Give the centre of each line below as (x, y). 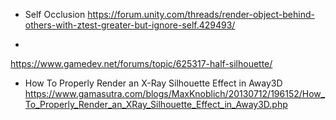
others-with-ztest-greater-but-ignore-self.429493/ (130, 25)
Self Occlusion (55, 14)
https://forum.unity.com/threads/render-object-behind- (201, 14)
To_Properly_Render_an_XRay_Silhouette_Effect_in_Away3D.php (156, 104)
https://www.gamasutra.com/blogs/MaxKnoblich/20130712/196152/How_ (175, 93)
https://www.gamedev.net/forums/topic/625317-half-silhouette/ (141, 63)
